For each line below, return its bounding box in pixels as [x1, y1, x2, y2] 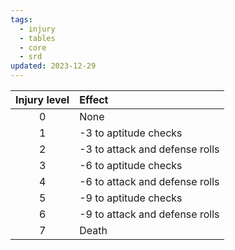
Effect [79, 93, 109, 106]
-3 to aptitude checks [79, 126, 183, 140]
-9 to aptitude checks [79, 191, 183, 205]
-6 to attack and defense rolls [79, 175, 220, 188]
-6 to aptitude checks [79, 159, 183, 172]
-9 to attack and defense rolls [79, 207, 220, 221]
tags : [10, 14, 33, 25]
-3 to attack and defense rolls [79, 142, 220, 156]
